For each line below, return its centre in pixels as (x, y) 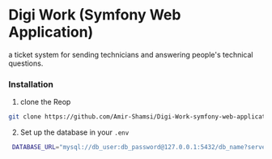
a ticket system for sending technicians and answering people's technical (131, 54)
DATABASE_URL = (36, 148)
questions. (26, 63)
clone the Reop (45, 102)
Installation (31, 84)
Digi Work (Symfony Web (95, 15)
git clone (25, 117)
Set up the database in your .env (74, 132)
